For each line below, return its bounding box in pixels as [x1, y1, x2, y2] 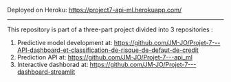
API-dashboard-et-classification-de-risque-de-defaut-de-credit [16, 46, 199, 54]
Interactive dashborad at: [16, 61, 89, 68]
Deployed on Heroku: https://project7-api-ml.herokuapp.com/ [7, 6, 182, 14]
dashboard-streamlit [16, 68, 76, 76]
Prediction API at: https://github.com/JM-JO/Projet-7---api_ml [16, 53, 192, 61]
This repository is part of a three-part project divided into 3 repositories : [7, 25, 213, 33]
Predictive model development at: [16, 39, 113, 46]
